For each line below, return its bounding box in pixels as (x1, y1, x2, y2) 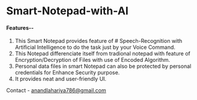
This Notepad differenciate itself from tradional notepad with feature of (14, 50, 190, 57)
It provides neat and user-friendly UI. (14, 76, 107, 83)
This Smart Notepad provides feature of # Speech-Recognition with (14, 37, 183, 45)
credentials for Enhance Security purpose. (14, 69, 120, 76)
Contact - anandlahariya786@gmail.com (6, 87, 106, 94)
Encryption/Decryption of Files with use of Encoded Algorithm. (14, 57, 171, 64)
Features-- (6, 24, 34, 31)
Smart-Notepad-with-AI (6, 4, 129, 18)
